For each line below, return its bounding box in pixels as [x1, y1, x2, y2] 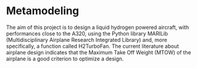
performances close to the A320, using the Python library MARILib [6, 30, 169, 37]
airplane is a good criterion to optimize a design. [6, 55, 124, 62]
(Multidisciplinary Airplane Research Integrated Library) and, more [6, 36, 167, 43]
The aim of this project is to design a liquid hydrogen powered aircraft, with [6, 24, 189, 31]
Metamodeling [6, 4, 79, 18]
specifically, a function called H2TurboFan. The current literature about [6, 43, 179, 50]
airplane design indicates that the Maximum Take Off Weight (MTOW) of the [6, 48, 191, 56]
